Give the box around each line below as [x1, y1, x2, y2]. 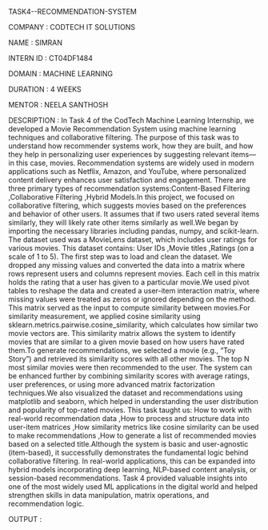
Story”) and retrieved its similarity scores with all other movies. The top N [8, 354, 250, 363]
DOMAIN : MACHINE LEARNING [8, 69, 114, 79]
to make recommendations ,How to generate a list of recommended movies [8, 431, 257, 440]
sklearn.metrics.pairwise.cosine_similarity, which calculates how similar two [8, 320, 258, 330]
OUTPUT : [8, 515, 42, 524]
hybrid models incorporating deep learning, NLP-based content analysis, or [8, 465, 258, 474]
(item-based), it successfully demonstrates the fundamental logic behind [8, 448, 249, 457]
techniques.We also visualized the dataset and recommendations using [8, 388, 243, 398]
